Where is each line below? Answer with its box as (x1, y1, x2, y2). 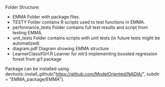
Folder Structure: (5, 4, 40, 10)
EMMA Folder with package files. (12, 14, 81, 19)
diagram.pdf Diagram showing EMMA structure (12, 46, 109, 51)
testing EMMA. (12, 30, 43, 35)
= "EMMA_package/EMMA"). (5, 77, 65, 82)
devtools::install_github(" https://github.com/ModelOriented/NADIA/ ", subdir (5, 71, 160, 77)
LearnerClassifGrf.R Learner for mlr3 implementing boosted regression (12, 51, 158, 57)
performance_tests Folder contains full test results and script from (12, 24, 148, 30)
